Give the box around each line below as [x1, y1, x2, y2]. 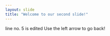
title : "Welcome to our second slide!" [5, 12, 88, 17]
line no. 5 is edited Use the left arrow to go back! [5, 25, 105, 31]
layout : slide [5, 7, 35, 12]
